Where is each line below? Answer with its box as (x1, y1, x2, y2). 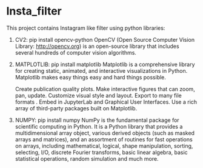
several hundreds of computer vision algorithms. (15, 49, 136, 56)
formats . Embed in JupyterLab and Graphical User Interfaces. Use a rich (15, 98, 198, 106)
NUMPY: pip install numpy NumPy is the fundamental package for (15, 116, 180, 124)
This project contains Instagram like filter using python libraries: (6, 24, 165, 32)
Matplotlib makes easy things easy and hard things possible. (15, 73, 167, 81)
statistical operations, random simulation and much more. (15, 155, 159, 162)
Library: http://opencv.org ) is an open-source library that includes (15, 42, 180, 50)
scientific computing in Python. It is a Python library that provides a (15, 123, 183, 130)
